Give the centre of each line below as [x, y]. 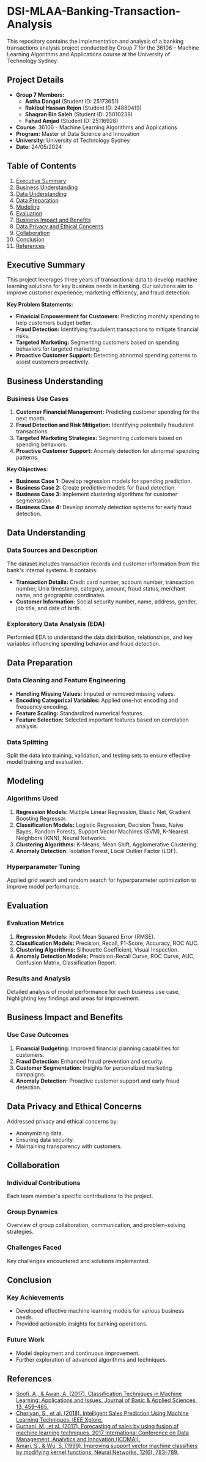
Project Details [35, 80]
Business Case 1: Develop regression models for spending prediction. [104, 481]
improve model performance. [44, 887]
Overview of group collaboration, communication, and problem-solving [96, 1225]
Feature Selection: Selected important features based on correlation [102, 720]
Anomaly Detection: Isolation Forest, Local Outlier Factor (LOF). [97, 851]
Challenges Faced [34, 1248]
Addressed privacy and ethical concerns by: [63, 1121]
